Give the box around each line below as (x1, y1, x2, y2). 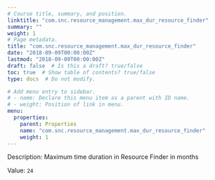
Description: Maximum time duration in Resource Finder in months (7, 153, 199, 161)
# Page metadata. (7, 36, 58, 43)
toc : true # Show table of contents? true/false (7, 69, 156, 76)
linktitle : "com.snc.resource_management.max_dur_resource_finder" (7, 17, 209, 24)
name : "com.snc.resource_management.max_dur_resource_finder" (20, 127, 206, 134)
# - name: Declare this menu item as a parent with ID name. (7, 95, 190, 102)
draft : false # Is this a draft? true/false (7, 62, 143, 69)
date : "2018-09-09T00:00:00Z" (7, 50, 96, 57)
